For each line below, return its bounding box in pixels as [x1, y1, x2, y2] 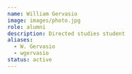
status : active [7, 56, 53, 63]
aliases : [7, 37, 33, 44]
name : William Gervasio [7, 10, 78, 18]
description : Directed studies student [7, 30, 126, 37]
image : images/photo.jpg [7, 17, 81, 24]
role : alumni [7, 23, 46, 30]
